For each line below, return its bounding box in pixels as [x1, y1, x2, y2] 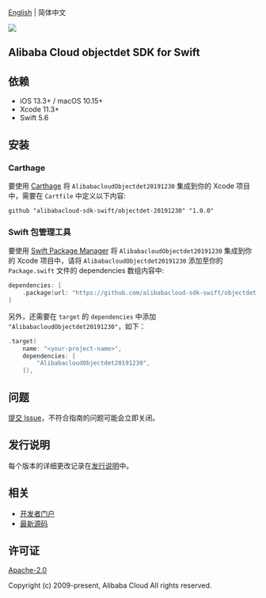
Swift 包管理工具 [8, 226, 71, 237]
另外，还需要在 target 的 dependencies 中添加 [8, 312, 157, 321]
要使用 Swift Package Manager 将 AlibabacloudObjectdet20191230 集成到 [8, 246, 245, 255]
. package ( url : [22, 289, 69, 297]
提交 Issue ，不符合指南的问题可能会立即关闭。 [8, 413, 160, 422]
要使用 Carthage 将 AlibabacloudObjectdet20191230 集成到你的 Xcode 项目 [8, 181, 251, 191]
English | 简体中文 [8, 8, 66, 17]
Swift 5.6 [19, 113, 49, 123]
